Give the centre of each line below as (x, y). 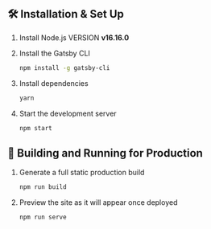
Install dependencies (54, 83)
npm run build (43, 187)
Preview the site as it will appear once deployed (98, 202)
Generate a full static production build (82, 173)
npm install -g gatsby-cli (64, 67)
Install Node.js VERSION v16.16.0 (74, 37)
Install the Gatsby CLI (54, 53)
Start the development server (68, 113)
